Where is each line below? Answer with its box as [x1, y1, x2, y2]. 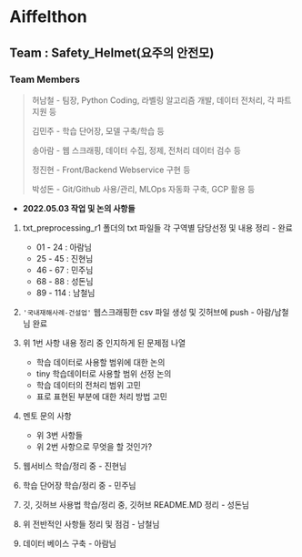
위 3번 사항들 [35, 429, 84, 440]
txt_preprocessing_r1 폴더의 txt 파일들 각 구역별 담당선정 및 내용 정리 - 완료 [22, 222, 293, 233]
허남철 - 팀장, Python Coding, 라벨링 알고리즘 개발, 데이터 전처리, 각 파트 [31, 94, 292, 106]
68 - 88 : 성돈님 [35, 275, 94, 286]
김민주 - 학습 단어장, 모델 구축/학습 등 [31, 125, 166, 136]
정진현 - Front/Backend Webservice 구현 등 [31, 164, 191, 175]
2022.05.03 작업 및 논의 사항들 [22, 202, 136, 213]
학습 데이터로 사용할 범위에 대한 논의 [35, 356, 166, 367]
